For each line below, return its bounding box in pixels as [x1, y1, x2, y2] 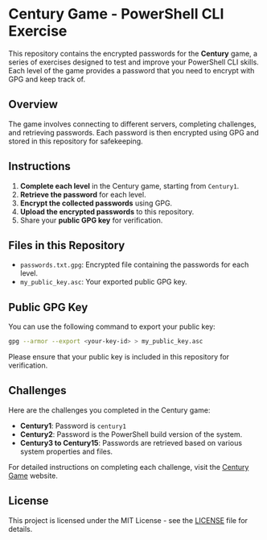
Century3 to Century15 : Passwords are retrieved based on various [19, 438, 243, 447]
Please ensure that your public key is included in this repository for [8, 352, 230, 362]
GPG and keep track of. [8, 74, 86, 84]
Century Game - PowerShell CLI [8, 5, 224, 23]
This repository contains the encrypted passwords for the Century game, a [8, 48, 258, 58]
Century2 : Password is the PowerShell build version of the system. [19, 429, 243, 439]
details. [8, 524, 33, 534]
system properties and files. [19, 447, 113, 456]
